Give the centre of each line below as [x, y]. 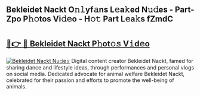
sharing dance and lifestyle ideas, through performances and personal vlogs [100, 67]
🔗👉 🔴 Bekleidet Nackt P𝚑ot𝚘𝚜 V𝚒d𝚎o [78, 44]
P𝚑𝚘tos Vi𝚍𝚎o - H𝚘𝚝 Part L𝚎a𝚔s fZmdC [98, 19]
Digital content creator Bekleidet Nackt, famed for [133, 61]
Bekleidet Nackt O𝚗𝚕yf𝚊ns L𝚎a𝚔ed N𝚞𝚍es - [90, 10]
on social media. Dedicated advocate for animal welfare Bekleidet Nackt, [96, 74]
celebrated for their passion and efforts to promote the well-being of [90, 80]
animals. [16, 86]
